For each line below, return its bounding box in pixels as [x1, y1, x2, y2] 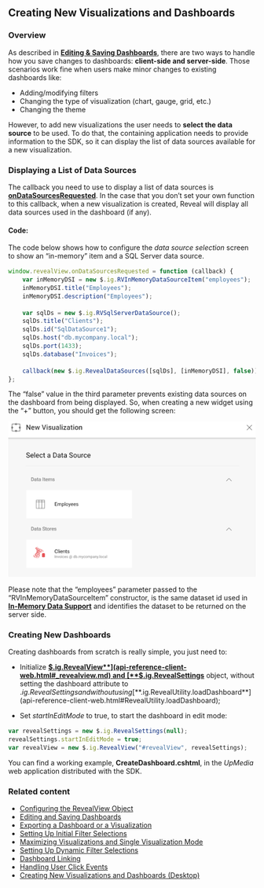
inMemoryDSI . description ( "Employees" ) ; [22, 292, 153, 300]
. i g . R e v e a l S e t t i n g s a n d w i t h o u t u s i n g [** [19, 688, 141, 697]
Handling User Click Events [19, 862, 108, 871]
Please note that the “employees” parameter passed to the [8, 585, 198, 594]
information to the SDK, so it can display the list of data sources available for [8, 137, 255, 146]
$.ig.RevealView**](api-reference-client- [48, 662, 187, 672]
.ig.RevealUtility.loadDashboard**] [140, 688, 251, 697]
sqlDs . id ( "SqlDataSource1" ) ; [22, 325, 118, 333]
